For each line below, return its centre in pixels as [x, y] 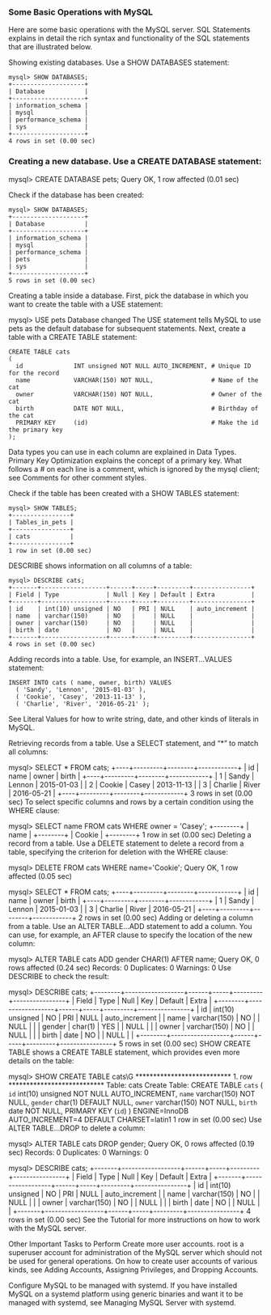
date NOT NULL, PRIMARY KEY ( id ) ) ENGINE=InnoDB [98, 1110]
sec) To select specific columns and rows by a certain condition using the [131, 802]
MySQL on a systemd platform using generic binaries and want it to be [126, 1294]
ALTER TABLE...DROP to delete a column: [77, 1128]
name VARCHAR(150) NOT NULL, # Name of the [137, 380]
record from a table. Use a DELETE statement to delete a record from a [126, 843]
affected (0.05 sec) [40, 876]
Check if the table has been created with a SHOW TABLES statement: [124, 493]
